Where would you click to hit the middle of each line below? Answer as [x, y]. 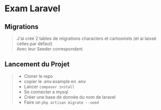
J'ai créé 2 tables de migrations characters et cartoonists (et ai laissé [86, 38]
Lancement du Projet [37, 64]
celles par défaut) [34, 44]
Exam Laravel [33, 9]
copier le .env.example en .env [55, 81]
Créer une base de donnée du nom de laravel [70, 97]
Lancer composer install [49, 86]
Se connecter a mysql [46, 92]
